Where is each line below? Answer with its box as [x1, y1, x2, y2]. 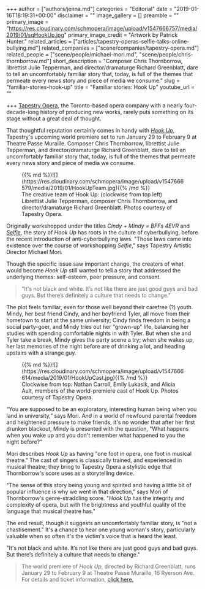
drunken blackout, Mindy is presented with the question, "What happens [6, 425, 189, 432]
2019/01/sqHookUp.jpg [6, 31, 64, 39]
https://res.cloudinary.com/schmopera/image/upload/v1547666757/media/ [9, 25, 198, 32]
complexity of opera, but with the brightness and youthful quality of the [6, 501, 187, 508]
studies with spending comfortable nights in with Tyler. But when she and [6, 329, 192, 337]
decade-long [6, 109, 39, 115]
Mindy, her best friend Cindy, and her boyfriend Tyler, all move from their [6, 310, 191, 317]
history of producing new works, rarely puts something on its [40, 109, 194, 115]
